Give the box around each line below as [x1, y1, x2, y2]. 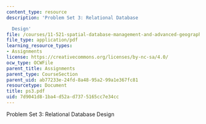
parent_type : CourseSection [6, 71, 78, 77]
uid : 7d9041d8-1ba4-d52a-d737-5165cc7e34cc [6, 94, 120, 100]
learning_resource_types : [6, 43, 72, 49]
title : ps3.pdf [6, 88, 45, 95]
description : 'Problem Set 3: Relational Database [6, 15, 139, 21]
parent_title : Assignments [6, 65, 75, 71]
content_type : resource [6, 9, 67, 15]
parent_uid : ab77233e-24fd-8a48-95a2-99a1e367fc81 [6, 77, 139, 83]
